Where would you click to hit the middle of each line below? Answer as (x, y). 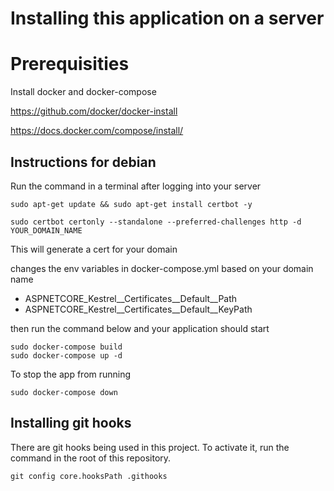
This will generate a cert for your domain (94, 249)
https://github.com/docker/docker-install (94, 111)
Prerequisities (70, 64)
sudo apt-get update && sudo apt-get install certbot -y (131, 204)
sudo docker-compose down (64, 392)
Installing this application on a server (167, 18)
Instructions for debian (83, 162)
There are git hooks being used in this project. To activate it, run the (150, 447)
